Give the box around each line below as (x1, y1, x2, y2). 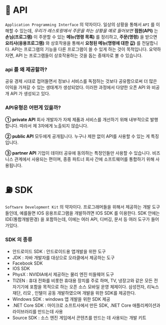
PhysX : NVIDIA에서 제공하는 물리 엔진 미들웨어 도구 (12, 271, 114, 277)
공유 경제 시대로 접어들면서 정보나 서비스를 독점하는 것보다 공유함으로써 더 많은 (5, 78, 158, 84)
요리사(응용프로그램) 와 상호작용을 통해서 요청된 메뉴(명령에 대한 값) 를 (5, 40, 141, 46)
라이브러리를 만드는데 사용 (12, 308, 63, 314)
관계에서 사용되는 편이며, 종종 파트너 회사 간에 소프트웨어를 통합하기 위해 (14, 156, 155, 162)
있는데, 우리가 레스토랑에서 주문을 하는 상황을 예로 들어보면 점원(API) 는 (19, 27, 159, 34)
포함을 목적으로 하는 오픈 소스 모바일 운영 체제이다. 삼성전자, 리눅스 (29, 283, 160, 289)
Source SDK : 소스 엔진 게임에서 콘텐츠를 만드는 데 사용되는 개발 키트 (12, 315, 147, 321)
